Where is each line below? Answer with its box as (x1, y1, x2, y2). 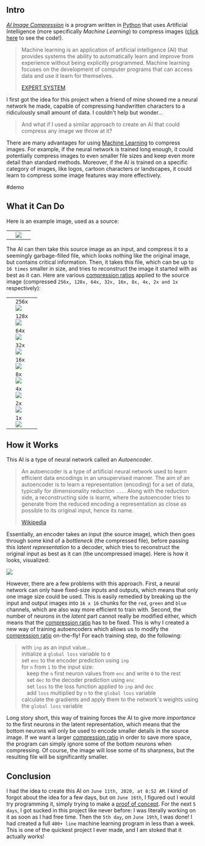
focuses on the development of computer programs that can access (21, 66, 193, 73)
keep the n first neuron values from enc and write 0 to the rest (26, 670, 181, 677)
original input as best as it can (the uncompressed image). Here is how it (6, 550, 189, 558)
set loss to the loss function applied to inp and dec (26, 683, 154, 691)
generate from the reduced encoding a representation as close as (21, 500, 187, 507)
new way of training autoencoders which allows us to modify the (6, 626, 169, 633)
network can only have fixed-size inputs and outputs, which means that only (6, 586, 198, 594)
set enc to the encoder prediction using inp (21, 657, 129, 664)
